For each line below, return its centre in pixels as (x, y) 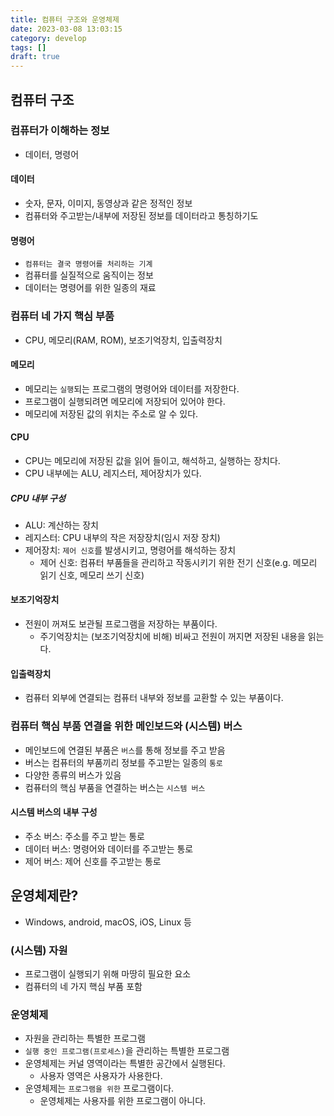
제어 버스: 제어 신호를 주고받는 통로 (93, 861)
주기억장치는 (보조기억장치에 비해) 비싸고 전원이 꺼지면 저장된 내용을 (172, 637)
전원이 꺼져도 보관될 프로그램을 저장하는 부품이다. (121, 624)
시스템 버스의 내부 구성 (54, 812)
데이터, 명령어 (52, 154)
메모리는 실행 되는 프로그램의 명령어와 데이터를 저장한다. (132, 388)
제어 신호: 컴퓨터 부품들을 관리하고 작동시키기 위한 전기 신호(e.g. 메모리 (178, 562)
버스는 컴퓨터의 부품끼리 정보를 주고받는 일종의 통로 (123, 762)
